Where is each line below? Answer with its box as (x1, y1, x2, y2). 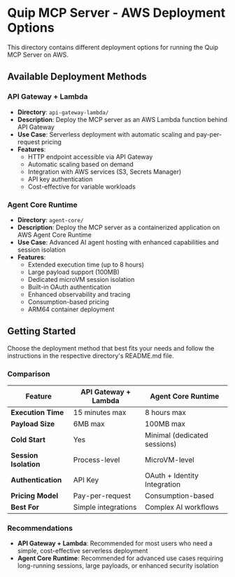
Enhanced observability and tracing (27, 290, 131, 299)
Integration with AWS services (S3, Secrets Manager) (27, 167, 182, 176)
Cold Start (10, 435, 45, 444)
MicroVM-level (144, 455, 194, 465)
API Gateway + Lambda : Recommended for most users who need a (17, 539, 213, 548)
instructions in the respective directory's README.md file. (7, 351, 174, 360)
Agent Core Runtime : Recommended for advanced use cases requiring (17, 554, 224, 562)
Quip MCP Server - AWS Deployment (7, 5, 226, 21)
